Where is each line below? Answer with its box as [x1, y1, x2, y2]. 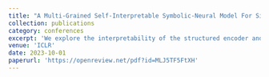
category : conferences [8, 26, 84, 34]
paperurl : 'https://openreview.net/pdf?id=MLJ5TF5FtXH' [8, 57, 199, 65]
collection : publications [8, 19, 94, 27]
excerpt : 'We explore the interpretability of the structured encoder [8, 34, 249, 43]
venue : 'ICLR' [8, 42, 56, 50]
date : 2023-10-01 [8, 49, 66, 57]
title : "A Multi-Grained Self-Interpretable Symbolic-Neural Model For [8, 11, 252, 20]
